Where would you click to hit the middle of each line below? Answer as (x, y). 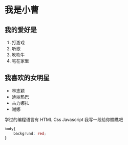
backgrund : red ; (30, 133)
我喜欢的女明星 (27, 78)
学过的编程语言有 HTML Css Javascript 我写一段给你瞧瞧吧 (64, 119)
